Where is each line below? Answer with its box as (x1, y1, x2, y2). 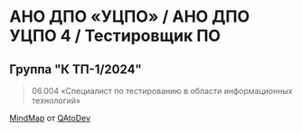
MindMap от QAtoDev (9, 113, 91, 123)
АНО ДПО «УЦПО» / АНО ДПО (9, 6, 250, 27)
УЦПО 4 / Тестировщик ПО (9, 25, 222, 46)
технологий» (31, 95, 81, 106)
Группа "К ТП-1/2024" (9, 61, 142, 77)
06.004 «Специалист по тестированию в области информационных (31, 86, 293, 96)
